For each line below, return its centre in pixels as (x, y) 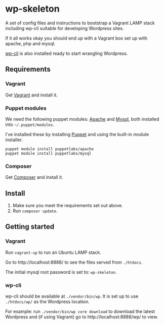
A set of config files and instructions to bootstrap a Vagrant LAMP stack (80, 23)
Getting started (30, 227)
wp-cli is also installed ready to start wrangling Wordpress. (67, 53)
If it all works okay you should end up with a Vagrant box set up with (76, 38)
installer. (14, 140)
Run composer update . (35, 211)
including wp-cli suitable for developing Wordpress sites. (65, 28)
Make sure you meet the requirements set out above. (68, 206)
